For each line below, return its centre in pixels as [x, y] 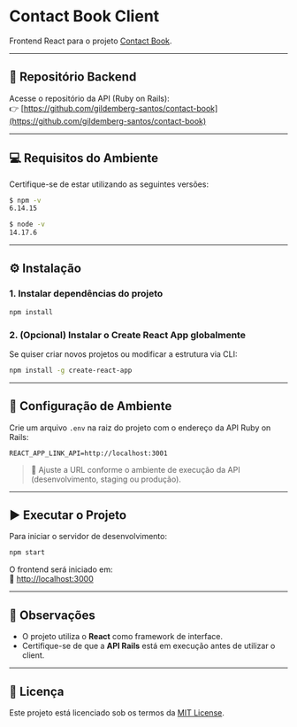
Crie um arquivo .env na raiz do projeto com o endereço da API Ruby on [140, 428]
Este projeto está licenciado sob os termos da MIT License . [117, 712]
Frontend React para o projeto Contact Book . [91, 41]
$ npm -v [25, 200]
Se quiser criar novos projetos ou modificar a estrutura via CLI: [123, 354]
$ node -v [27, 224]
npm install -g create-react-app [71, 370]
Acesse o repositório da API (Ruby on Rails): [89, 98]
